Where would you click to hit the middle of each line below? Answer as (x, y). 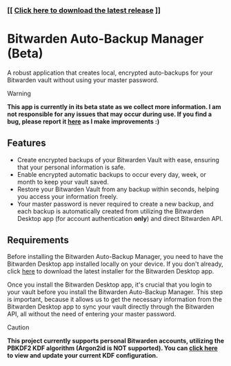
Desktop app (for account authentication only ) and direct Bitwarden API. (120, 218)
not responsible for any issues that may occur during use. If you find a (110, 114)
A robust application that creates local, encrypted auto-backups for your (110, 73)
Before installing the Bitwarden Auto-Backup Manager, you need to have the (115, 257)
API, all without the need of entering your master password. (92, 314)
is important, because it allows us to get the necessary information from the (115, 300)
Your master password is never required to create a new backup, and (115, 204)
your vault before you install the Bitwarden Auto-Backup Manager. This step (115, 292)
